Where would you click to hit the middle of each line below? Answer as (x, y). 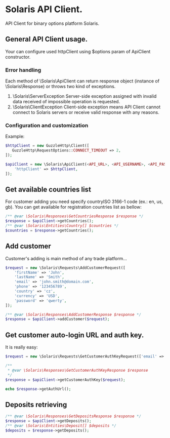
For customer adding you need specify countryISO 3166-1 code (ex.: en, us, (84, 202)
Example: (15, 136)
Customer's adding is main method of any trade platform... (66, 258)
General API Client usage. (47, 39)
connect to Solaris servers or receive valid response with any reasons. (86, 112)
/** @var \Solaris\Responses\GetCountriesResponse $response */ (74, 216)
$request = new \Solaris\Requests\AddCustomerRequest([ (65, 268)
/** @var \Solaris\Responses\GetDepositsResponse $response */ (73, 416)
